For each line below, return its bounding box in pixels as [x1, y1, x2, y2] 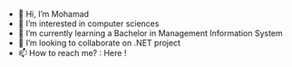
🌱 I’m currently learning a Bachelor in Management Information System [17, 28, 283, 38]
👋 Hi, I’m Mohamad [17, 9, 89, 19]
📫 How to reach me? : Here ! [17, 48, 127, 58]
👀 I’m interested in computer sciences [17, 18, 160, 29]
